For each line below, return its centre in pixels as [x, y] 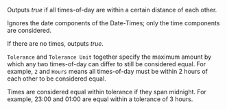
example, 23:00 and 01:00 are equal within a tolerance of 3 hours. [100, 99]
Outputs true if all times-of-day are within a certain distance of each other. [112, 10]
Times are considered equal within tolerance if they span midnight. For [107, 92]
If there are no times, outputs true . [56, 43]
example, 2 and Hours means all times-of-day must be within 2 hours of [107, 71]
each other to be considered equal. [57, 79]
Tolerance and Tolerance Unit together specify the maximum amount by [109, 57]
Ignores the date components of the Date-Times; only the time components [113, 23]
